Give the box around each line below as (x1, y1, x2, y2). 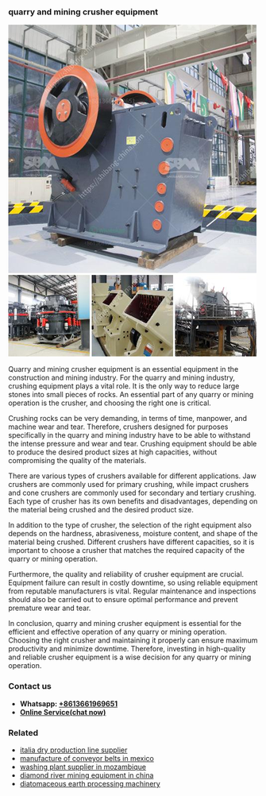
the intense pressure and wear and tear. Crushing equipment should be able (8, 439, 257, 449)
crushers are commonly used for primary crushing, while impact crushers (8, 480, 249, 489)
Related (8, 727, 39, 738)
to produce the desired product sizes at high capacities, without (8, 447, 218, 457)
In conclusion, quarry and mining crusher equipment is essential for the (8, 619, 242, 628)
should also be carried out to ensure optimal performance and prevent (8, 595, 238, 605)
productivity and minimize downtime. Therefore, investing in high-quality (8, 644, 246, 654)
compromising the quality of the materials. (8, 456, 147, 466)
